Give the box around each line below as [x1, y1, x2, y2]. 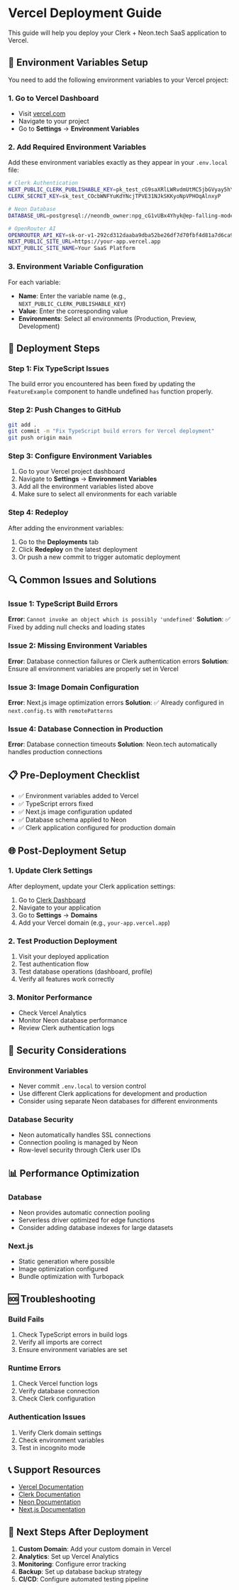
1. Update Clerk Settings [8, 866, 93, 876]
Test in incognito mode [18, 1443, 86, 1452]
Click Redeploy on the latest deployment [18, 545, 138, 553]
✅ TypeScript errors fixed [18, 800, 94, 808]
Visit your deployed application [18, 952, 109, 961]
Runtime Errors [8, 1363, 61, 1373]
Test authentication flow [18, 960, 89, 969]
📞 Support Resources [8, 1464, 101, 1476]
